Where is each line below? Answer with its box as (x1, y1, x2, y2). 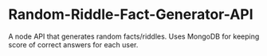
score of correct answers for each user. (8, 39, 139, 49)
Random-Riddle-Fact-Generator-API (8, 6, 253, 24)
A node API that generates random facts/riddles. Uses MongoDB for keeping (8, 32, 260, 41)
